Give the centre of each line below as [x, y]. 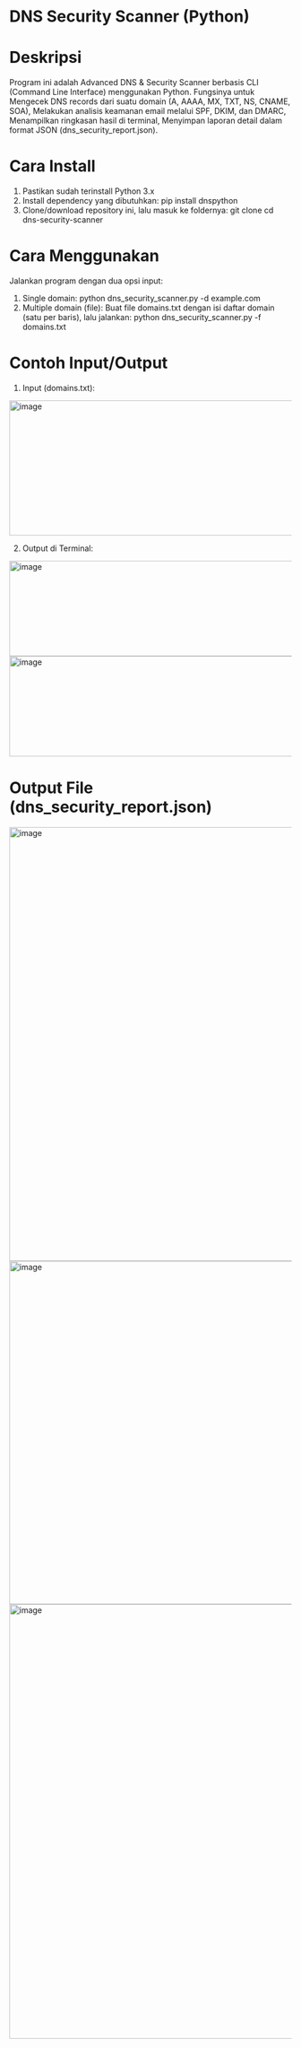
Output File [52, 788]
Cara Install [52, 166]
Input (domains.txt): [59, 388]
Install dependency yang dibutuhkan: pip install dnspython [130, 201]
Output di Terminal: [58, 548]
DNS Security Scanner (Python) [129, 17]
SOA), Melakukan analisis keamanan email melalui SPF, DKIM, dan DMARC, [148, 111]
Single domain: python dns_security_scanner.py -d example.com [142, 298]
